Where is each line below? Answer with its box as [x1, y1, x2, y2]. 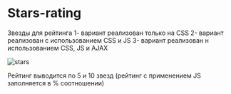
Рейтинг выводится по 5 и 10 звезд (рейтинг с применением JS [7, 71, 202, 80]
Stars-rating [7, 5, 82, 21]
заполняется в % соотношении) [7, 78, 105, 87]
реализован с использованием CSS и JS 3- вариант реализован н [7, 36, 209, 44]
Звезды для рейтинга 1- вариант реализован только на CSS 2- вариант [7, 28, 225, 37]
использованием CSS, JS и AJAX [7, 43, 108, 52]
